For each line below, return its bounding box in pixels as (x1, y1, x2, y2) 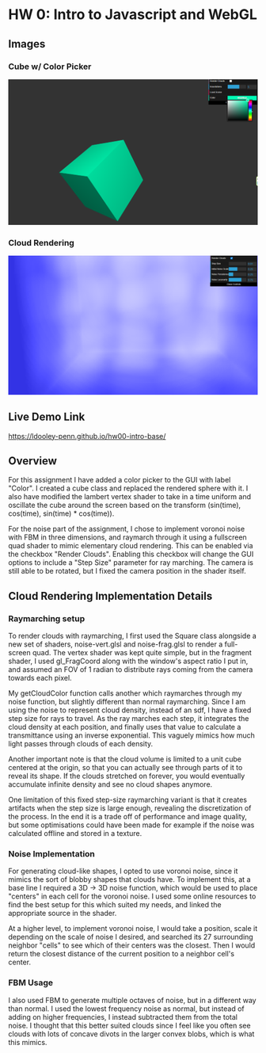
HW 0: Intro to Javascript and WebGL (8, 6, 257, 24)
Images (8, 37, 46, 51)
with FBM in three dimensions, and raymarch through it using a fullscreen (8, 532, 247, 542)
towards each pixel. (8, 673, 73, 683)
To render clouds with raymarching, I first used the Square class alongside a (8, 631, 257, 641)
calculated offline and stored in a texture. (8, 829, 142, 838)
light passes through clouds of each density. (8, 739, 154, 749)
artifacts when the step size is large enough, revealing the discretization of (8, 803, 252, 813)
